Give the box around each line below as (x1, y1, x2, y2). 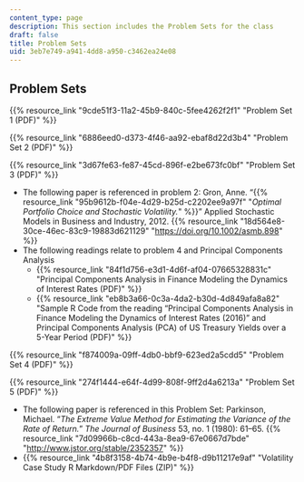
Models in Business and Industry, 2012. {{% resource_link (22, 216, 239, 226)
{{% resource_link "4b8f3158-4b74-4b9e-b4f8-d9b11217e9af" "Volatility (22, 452, 294, 463)
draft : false (9, 30, 59, 39)
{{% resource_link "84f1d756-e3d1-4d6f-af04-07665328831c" (35, 264, 272, 275)
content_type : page (9, 13, 83, 23)
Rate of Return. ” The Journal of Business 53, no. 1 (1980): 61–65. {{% (22, 423, 281, 434)
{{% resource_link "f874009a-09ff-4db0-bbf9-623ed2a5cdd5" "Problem (9, 349, 284, 360)
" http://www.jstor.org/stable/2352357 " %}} (22, 442, 184, 453)
